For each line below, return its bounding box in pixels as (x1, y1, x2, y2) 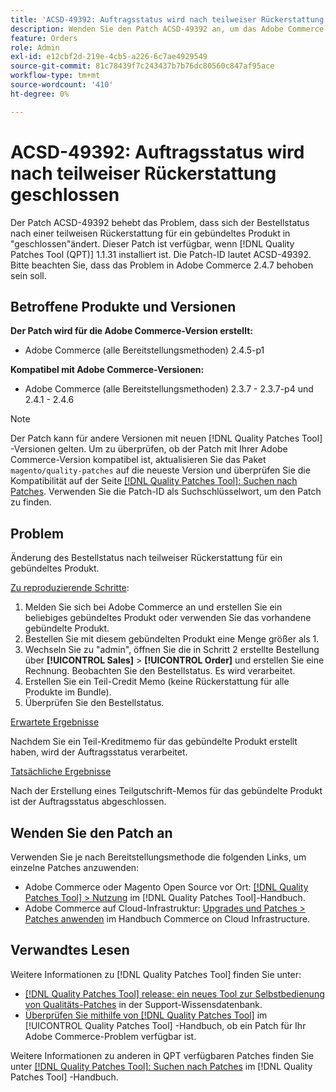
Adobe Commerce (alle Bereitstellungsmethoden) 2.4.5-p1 (24, 344, 265, 356)
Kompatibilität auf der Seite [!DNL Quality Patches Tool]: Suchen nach (10, 475, 298, 487)
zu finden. (10, 496, 52, 508)
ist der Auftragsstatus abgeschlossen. (10, 796, 167, 808)
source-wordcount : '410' (10, 80, 114, 90)
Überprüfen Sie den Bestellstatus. (24, 697, 165, 709)
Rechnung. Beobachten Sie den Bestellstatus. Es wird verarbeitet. (24, 665, 296, 677)
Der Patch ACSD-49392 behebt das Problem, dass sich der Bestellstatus (10, 216, 310, 228)
